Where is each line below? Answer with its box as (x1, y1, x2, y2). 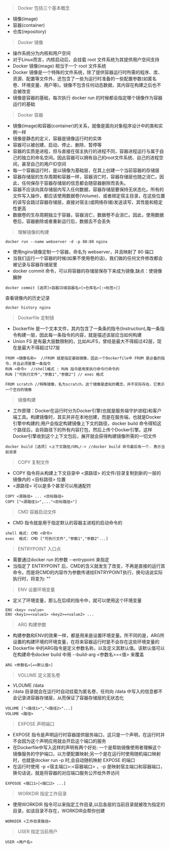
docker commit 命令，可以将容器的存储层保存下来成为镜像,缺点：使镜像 (12, 268, 162, 274)
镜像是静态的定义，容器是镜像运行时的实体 (12, 135, 102, 142)
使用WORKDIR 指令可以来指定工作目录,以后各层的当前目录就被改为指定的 (12, 802, 165, 807)
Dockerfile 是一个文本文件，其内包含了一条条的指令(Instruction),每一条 (12, 325, 160, 332)
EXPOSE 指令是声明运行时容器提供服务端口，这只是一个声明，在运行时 (12, 732, 161, 737)
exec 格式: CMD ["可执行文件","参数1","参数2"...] (5, 536, 109, 541)
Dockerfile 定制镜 (17, 315, 54, 320)
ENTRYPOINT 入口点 (17, 546, 61, 552)
